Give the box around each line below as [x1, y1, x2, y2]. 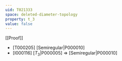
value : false [5, 21, 33, 26]
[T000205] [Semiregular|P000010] [12, 44, 85, 50]
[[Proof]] [5, 35, 24, 41]
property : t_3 [5, 16, 35, 21]
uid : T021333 [5, 7, 33, 12]
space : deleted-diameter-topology [5, 12, 78, 17]
